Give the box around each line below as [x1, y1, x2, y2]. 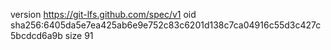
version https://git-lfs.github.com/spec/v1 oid [10, 9, 197, 20]
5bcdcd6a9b [10, 30, 63, 41]
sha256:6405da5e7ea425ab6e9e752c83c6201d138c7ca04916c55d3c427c [10, 19, 322, 31]
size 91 [64, 30, 94, 41]
